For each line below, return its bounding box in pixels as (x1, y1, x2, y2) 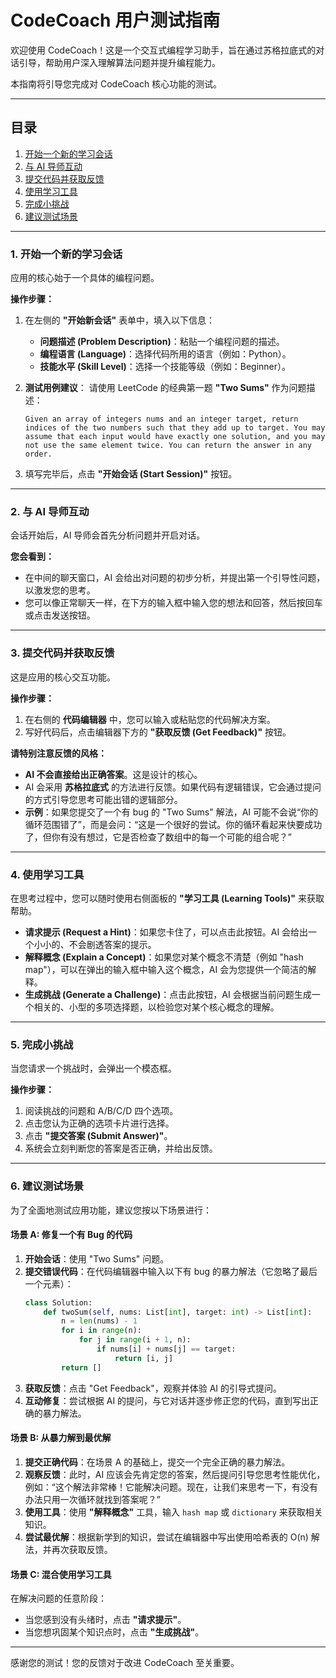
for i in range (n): (61, 1326, 142, 1336)
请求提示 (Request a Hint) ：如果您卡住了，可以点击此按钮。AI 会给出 (24, 926, 309, 938)
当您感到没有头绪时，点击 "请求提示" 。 (24, 1614, 187, 1626)
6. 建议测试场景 (10, 1179, 85, 1193)
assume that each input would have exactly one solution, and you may (24, 432, 326, 442)
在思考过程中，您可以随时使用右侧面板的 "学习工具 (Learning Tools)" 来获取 (10, 892, 325, 904)
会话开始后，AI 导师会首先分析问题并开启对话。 (10, 529, 206, 541)
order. (24, 449, 53, 460)
